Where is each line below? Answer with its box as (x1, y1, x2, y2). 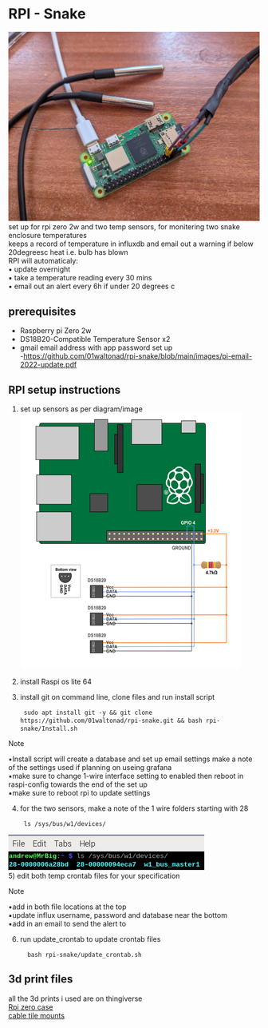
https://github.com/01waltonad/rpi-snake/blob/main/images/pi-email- (23, 351, 253, 361)
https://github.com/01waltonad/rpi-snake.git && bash (19, 716, 203, 725)
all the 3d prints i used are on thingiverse (8, 994, 143, 1003)
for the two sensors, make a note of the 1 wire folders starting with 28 (19, 804, 249, 813)
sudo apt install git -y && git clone (23, 708, 153, 717)
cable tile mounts (8, 1010, 65, 1020)
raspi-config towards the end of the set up (8, 780, 148, 789)
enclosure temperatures (8, 231, 88, 240)
